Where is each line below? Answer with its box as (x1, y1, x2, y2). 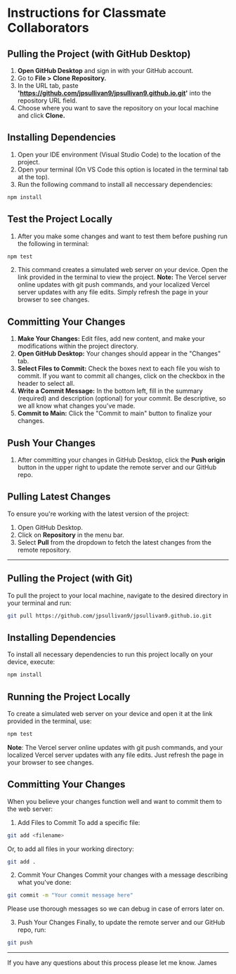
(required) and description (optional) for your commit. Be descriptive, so (17, 394, 226, 403)
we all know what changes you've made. (17, 402, 136, 410)
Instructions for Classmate (7, 5, 166, 21)
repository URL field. (17, 96, 77, 105)
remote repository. (17, 545, 72, 554)
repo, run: (17, 926, 46, 934)
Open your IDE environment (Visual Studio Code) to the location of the (17, 150, 221, 159)
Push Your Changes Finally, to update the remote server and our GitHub (17, 918, 225, 927)
